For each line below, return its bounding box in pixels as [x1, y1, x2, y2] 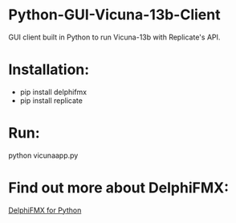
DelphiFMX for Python [8, 205, 82, 215]
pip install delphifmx [19, 87, 87, 97]
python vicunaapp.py [8, 151, 79, 160]
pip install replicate [19, 95, 83, 105]
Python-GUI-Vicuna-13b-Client [8, 6, 221, 24]
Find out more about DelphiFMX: [8, 179, 230, 196]
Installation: [8, 60, 90, 79]
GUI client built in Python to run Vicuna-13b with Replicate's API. [8, 32, 221, 42]
